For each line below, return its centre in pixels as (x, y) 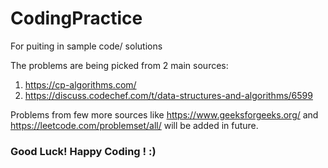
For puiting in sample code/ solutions (86, 46)
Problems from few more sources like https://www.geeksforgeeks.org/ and (164, 114)
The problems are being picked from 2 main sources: (119, 65)
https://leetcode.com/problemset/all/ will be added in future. (134, 125)
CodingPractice (76, 18)
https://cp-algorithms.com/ (80, 84)
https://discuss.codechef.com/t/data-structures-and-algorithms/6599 (168, 95)
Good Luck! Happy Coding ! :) (83, 151)
